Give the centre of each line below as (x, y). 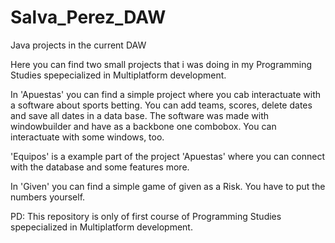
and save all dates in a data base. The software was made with (139, 115)
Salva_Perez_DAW (88, 17)
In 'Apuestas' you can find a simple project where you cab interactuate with (166, 94)
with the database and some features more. (100, 167)
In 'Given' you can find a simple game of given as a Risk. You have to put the (168, 186)
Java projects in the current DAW (78, 45)
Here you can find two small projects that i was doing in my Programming (161, 64)
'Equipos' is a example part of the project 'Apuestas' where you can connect (167, 156)
